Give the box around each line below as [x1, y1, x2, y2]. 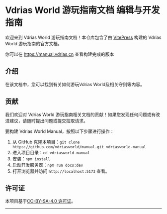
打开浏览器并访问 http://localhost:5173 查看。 [12, 168, 110, 174]
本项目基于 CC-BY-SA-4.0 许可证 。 [5, 198, 76, 204]
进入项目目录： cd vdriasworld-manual [12, 149, 90, 155]
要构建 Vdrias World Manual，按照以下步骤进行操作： [5, 128, 114, 134]
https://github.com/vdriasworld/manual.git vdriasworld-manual [12, 144, 147, 149]
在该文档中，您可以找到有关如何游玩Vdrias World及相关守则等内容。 [5, 81, 145, 87]
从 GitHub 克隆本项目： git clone [12, 139, 80, 145]
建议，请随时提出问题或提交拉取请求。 [9, 117, 88, 123]
